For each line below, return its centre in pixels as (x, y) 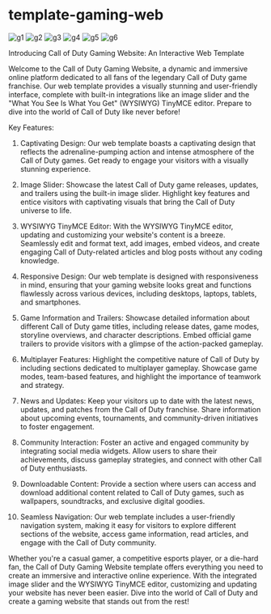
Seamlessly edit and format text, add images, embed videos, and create (140, 243)
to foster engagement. (57, 426)
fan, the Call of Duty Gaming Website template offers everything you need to (136, 567)
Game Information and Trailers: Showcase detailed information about (135, 318)
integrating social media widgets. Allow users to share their (119, 450)
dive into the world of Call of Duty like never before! (94, 112)
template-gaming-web (86, 15)
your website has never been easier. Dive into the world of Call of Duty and (133, 592)
